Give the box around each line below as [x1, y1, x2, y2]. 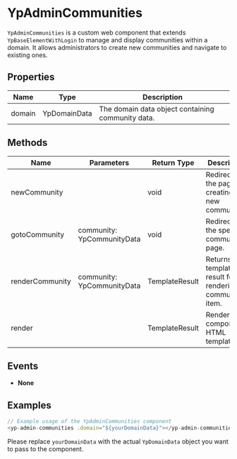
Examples [7, 399, 51, 411]
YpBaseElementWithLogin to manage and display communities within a [7, 35, 208, 44]
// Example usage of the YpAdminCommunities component [7, 418, 172, 425]
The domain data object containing [99, 104, 215, 114]
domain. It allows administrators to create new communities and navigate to [7, 43, 227, 51]
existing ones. [7, 51, 48, 59]
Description [142, 92, 183, 102]
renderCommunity [11, 276, 72, 286]
